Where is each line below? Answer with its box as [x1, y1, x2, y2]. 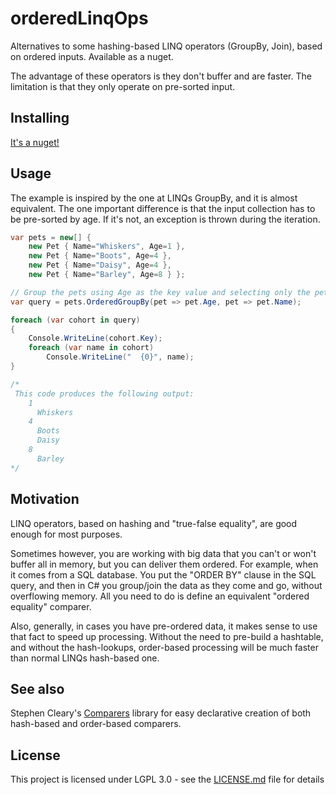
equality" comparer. [10, 600, 92, 612]
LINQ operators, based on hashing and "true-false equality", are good [10, 517, 298, 529]
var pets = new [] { [10, 232, 92, 242]
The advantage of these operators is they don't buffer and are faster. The [10, 70, 312, 82]
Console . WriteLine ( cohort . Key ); [28, 333, 163, 344]
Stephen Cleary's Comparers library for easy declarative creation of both [10, 707, 312, 719]
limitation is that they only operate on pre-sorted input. [10, 80, 236, 92]
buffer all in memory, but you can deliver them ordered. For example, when [10, 558, 319, 570]
